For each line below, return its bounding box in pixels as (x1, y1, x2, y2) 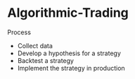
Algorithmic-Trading (7, 5, 129, 21)
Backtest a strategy (17, 56, 74, 64)
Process (7, 28, 32, 36)
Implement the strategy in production (17, 64, 125, 72)
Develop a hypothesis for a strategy (17, 49, 122, 57)
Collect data (17, 41, 53, 50)
